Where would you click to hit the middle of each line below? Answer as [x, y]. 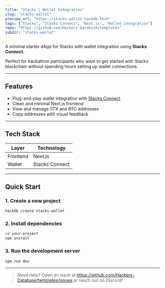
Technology [52, 148]
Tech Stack [23, 134]
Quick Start [23, 187]
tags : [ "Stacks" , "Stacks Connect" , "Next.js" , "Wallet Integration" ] [79, 23]
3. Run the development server [43, 251]
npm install [17, 238]
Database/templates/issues [45, 280]
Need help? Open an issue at [46, 275]
